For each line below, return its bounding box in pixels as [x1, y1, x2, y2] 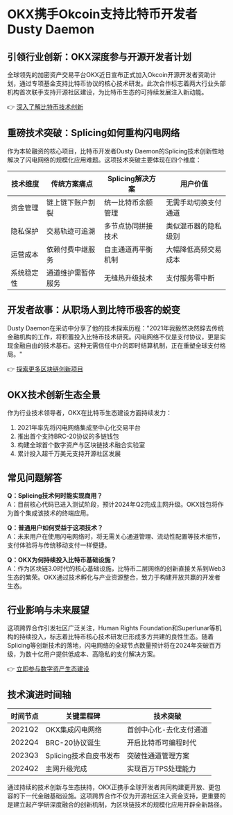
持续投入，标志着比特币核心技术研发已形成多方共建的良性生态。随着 [19, 632, 214, 641]
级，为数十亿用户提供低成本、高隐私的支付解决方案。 [7, 650, 159, 658]
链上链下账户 [46, 197, 89, 207]
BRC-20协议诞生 [45, 737, 101, 747]
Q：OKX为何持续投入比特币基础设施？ [7, 556, 117, 564]
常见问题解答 [7, 471, 62, 483]
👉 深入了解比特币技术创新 [7, 103, 84, 111]
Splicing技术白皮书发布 [45, 750, 121, 760]
